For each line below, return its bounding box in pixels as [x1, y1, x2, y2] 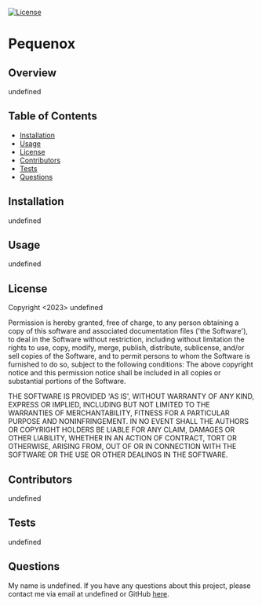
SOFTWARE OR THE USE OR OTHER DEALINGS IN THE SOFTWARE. [8, 450, 228, 459]
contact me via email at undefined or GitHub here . [8, 589, 170, 598]
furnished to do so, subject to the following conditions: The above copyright [8, 360, 253, 369]
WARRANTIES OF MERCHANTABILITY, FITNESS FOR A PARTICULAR [8, 408, 230, 418]
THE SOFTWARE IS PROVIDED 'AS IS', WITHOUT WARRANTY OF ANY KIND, [8, 392, 255, 401]
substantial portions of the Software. [8, 377, 126, 386]
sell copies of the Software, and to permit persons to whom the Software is [8, 352, 251, 361]
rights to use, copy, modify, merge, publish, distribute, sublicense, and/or [8, 343, 245, 352]
